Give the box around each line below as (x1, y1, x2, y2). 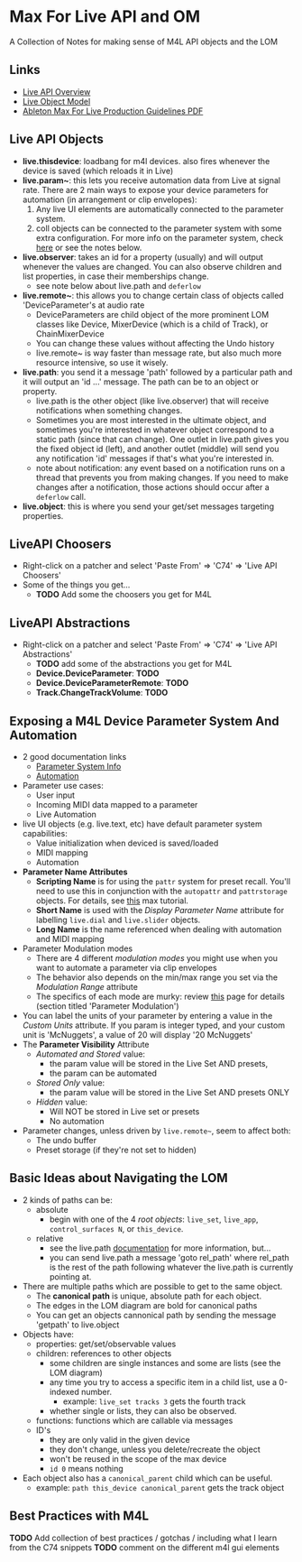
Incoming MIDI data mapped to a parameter (35, 799, 198, 809)
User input (35, 790, 75, 800)
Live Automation (35, 809, 97, 819)
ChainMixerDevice (35, 328, 105, 339)
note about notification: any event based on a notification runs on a (35, 462, 286, 473)
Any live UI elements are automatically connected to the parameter (35, 203, 284, 214)
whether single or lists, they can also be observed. (49, 1405, 237, 1416)
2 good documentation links (22, 752, 127, 762)
